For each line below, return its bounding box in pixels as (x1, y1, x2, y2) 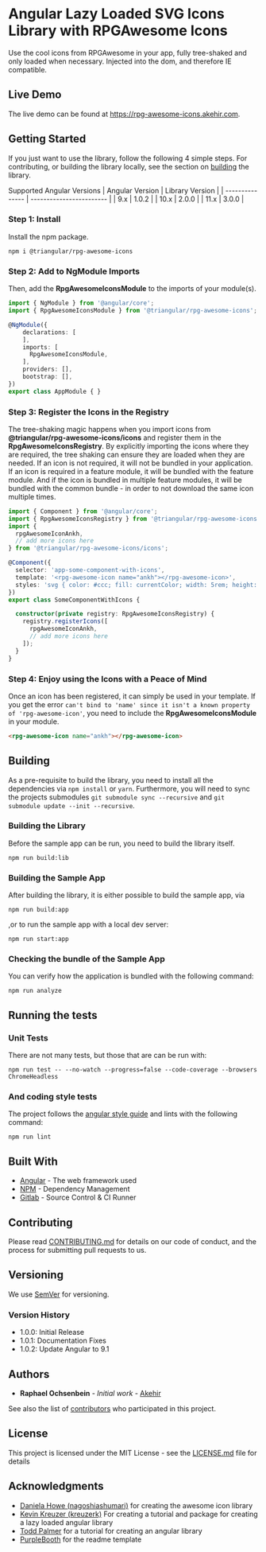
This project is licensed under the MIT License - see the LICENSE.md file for (8, 1448, 257, 1457)
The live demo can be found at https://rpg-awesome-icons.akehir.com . (8, 109, 241, 119)
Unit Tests (8, 1032, 49, 1043)
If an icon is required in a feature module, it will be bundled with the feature (8, 466, 254, 476)
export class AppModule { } (8, 387, 102, 395)
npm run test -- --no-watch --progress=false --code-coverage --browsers (8, 1066, 258, 1074)
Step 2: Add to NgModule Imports (8, 266, 141, 277)
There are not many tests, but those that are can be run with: (8, 1051, 207, 1060)
